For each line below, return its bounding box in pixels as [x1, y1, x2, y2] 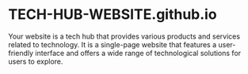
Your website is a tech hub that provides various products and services [8, 31, 240, 41]
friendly [8, 48, 34, 57]
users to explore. [8, 57, 63, 66]
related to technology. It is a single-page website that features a [8, 39, 217, 49]
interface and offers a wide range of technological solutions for [35, 48, 242, 57]
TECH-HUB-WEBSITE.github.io [8, 6, 217, 24]
